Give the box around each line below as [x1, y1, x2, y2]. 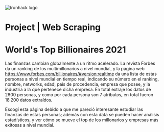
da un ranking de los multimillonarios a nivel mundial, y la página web [5, 66, 145, 72]
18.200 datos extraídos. [5, 97, 53, 103]
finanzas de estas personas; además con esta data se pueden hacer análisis [5, 112, 159, 118]
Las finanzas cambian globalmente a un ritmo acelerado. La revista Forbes [5, 60, 156, 66]
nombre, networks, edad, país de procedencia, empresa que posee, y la [5, 81, 150, 87]
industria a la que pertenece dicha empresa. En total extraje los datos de [5, 86, 151, 93]
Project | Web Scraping [5, 22, 101, 33]
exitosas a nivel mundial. [5, 122, 55, 128]
